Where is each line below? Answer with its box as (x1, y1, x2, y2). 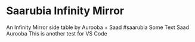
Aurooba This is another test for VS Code (6, 30, 107, 37)
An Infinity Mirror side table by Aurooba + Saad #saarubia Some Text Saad (6, 24, 190, 31)
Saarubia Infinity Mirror (6, 4, 125, 18)
